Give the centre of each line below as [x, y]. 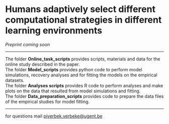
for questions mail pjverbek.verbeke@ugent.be [54, 116]
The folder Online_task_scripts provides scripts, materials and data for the [83, 59]
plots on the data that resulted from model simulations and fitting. [73, 91]
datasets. [15, 80]
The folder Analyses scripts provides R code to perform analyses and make [84, 85]
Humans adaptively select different [80, 9]
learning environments [54, 31]
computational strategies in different [83, 20]
